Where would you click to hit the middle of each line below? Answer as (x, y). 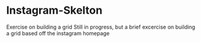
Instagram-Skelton (54, 10)
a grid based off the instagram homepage (58, 33)
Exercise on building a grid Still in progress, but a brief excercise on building (101, 27)
